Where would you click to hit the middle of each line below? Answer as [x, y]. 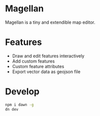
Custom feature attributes [38, 66]
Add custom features [33, 61]
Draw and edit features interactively [48, 56]
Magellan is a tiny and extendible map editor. [50, 22]
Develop [22, 92]
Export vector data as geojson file [46, 72]
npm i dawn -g [20, 105]
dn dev [12, 109]
